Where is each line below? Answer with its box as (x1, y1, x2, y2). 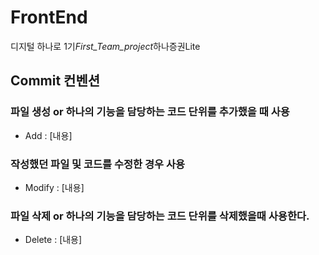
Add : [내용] (24, 129, 73, 141)
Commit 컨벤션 (10, 72, 101, 90)
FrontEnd (10, 6, 88, 29)
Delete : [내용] (24, 234, 83, 246)
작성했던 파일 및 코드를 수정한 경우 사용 (10, 157, 186, 171)
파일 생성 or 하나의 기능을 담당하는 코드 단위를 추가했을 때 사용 (10, 105, 290, 119)
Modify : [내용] (24, 181, 85, 193)
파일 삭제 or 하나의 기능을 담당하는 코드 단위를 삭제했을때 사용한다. (10, 209, 310, 223)
